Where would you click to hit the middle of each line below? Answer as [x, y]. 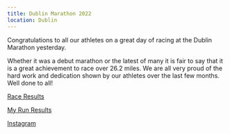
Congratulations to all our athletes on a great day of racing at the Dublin [110, 40]
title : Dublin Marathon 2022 [49, 14]
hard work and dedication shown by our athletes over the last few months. [114, 75]
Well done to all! [30, 83]
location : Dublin [32, 20]
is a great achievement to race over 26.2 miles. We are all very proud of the [115, 68]
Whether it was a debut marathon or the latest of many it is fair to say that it [115, 60]
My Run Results [30, 110]
